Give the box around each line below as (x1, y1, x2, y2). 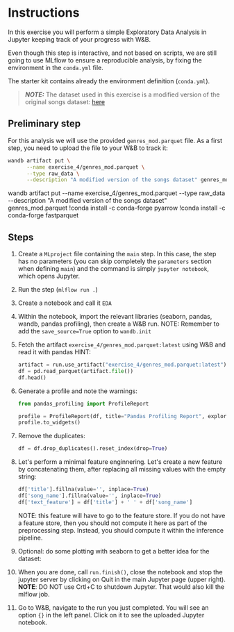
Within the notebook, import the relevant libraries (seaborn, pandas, (17, 313, 212, 321)
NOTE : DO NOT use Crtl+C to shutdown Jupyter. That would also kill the (17, 582, 225, 591)
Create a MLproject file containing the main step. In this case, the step (17, 250, 217, 258)
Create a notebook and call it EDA (17, 299, 112, 307)
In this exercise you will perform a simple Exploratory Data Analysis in (8, 28, 207, 36)
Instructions (8, 5, 80, 21)
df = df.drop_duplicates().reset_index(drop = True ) (17, 445, 168, 452)
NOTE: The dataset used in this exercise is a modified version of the (24, 90, 220, 99)
